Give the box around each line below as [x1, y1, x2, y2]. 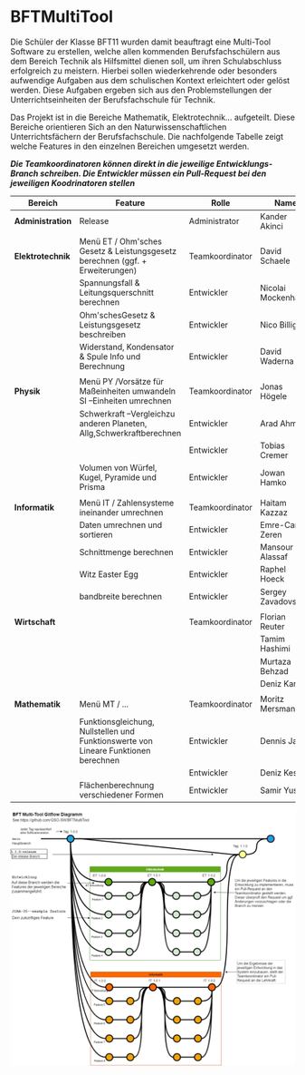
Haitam [260, 497, 287, 508]
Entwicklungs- [216, 158, 273, 169]
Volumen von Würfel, [79, 463, 157, 474]
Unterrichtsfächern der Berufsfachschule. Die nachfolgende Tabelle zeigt [10, 131, 284, 142]
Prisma [79, 482, 106, 493]
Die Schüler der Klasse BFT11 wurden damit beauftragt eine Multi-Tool [10, 36, 271, 47]
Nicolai [260, 282, 286, 293]
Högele [260, 390, 288, 401]
